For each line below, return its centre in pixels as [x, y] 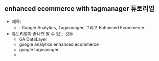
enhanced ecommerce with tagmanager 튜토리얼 [79, 9]
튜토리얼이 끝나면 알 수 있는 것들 [42, 34]
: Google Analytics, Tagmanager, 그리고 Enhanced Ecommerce [82, 27]
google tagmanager [39, 49]
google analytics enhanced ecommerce [59, 44]
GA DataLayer [33, 39]
